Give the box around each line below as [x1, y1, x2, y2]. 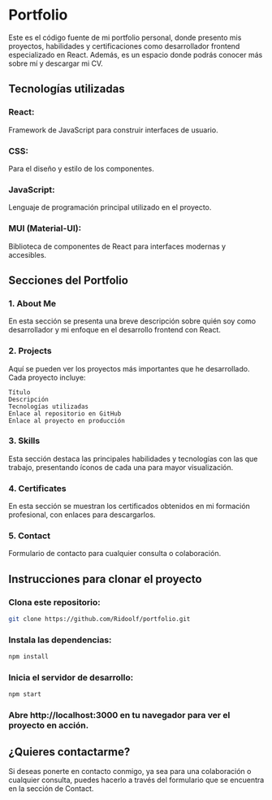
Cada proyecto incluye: [8, 372, 86, 382]
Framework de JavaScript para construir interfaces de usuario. [8, 124, 218, 135]
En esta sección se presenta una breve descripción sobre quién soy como [8, 316, 257, 326]
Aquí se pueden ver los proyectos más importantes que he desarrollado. [8, 363, 250, 373]
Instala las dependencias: [8, 634, 112, 646]
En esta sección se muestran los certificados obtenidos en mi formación [8, 502, 250, 511]
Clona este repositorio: [8, 596, 101, 607]
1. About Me [8, 298, 57, 309]
